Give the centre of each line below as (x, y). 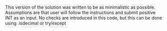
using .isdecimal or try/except (36, 23)
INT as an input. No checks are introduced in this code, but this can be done (84, 18)
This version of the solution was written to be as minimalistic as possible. (80, 7)
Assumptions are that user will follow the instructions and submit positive (80, 12)
